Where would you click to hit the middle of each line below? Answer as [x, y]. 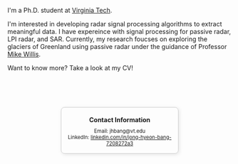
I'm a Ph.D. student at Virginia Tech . [60, 10]
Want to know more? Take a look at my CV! [71, 68]
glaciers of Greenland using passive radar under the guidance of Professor [117, 47]
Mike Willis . [24, 54]
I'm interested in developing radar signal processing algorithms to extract [115, 24]
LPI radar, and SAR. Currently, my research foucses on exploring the [108, 39]
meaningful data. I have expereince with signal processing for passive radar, [119, 32]
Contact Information [120, 120]
